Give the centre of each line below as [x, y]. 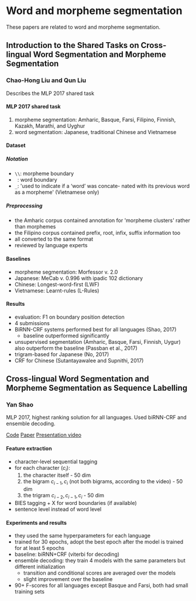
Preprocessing [24, 206]
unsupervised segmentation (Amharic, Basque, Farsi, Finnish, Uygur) [98, 342]
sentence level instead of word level [58, 509]
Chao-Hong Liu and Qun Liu [46, 80]
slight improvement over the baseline [68, 579]
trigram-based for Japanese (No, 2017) [62, 354]
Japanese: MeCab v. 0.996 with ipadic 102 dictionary [79, 278]
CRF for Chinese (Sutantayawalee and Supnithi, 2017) [79, 360]
